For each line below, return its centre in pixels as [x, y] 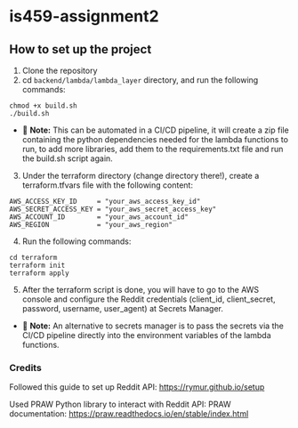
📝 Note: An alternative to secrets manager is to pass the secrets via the [153, 326]
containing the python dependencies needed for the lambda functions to [155, 139]
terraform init [37, 265]
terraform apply [39, 273]
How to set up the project [81, 49]
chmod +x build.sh [43, 106]
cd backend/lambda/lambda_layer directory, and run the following [140, 80]
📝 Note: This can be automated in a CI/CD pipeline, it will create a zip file [155, 130]
